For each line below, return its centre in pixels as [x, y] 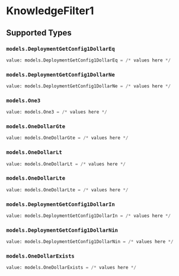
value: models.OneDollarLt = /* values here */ [66, 164]
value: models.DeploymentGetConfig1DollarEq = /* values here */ [88, 60]
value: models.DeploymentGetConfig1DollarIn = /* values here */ [88, 216]
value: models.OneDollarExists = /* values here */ [71, 268]
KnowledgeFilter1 [50, 11]
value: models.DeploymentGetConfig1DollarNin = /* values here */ [90, 242]
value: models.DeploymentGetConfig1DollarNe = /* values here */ [88, 86]
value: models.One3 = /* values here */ [57, 112]
